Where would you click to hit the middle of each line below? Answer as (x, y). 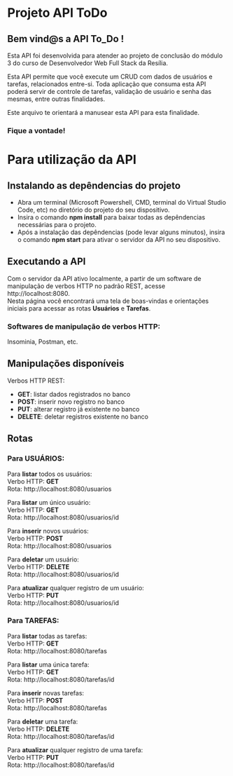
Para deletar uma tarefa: (43, 721)
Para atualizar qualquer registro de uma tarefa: (75, 750)
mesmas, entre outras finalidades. (56, 99)
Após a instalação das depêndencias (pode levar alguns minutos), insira (121, 232)
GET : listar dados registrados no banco (74, 394)
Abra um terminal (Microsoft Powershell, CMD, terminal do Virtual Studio (121, 202)
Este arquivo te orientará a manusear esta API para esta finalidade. (104, 113)
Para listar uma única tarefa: (48, 665)
